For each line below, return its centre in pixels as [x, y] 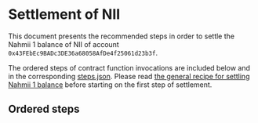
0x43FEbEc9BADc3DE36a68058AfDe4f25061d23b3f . [83, 52]
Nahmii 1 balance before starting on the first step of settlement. [110, 85]
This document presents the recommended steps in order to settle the [122, 36]
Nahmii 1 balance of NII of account [64, 44]
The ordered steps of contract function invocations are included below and [129, 67]
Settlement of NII [64, 14]
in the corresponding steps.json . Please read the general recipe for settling [129, 76]
